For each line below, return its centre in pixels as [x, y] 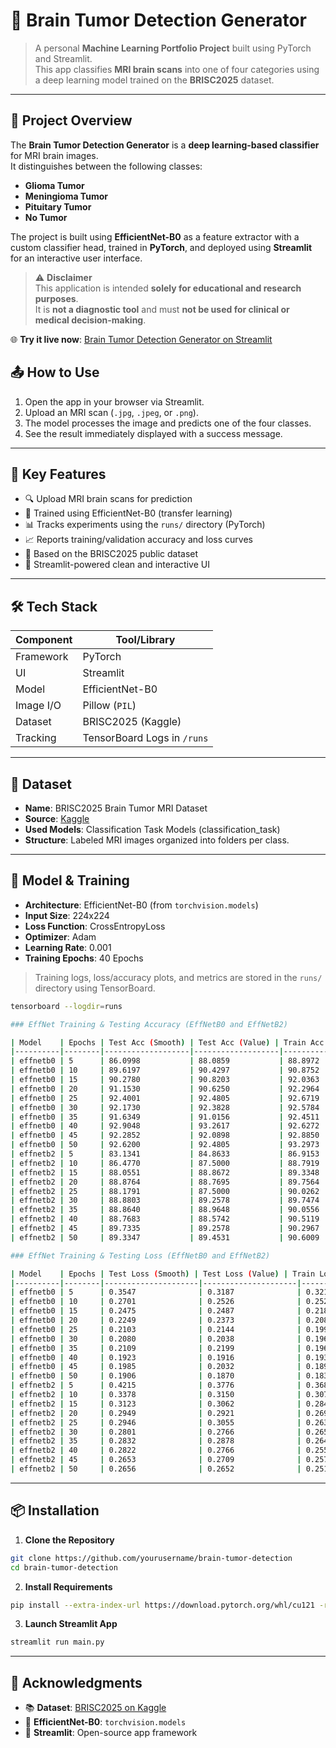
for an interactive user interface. [76, 258]
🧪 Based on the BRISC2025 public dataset [111, 554]
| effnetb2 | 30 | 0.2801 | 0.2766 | [156, 1432]
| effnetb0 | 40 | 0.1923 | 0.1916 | [156, 1357]
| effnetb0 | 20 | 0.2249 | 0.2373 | [156, 1320]
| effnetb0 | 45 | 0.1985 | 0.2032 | [156, 1367]
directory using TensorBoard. [95, 988]
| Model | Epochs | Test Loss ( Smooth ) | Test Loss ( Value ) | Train [163, 1274]
